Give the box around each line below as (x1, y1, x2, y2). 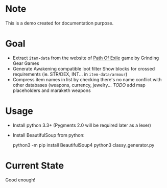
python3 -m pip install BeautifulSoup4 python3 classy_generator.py (12, 142, 155, 148)
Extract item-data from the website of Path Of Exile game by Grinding (12, 55, 159, 61)
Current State (5, 160, 64, 171)
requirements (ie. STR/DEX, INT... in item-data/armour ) (12, 71, 128, 77)
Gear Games (12, 60, 39, 66)
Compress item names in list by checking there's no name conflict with (12, 76, 162, 82)
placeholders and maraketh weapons (12, 87, 91, 93)
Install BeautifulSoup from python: (12, 132, 85, 138)
